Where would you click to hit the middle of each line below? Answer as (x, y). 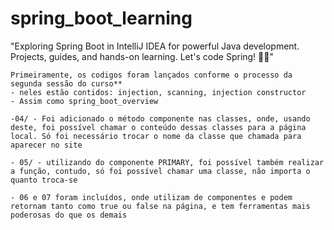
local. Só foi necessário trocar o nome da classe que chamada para (156, 136)
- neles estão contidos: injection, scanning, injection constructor (158, 92)
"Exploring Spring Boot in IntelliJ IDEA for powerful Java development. (155, 46)
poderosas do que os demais (69, 215)
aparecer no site (46, 145)
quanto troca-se (44, 180)
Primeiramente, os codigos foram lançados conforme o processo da (151, 75)
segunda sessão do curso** (66, 83)
